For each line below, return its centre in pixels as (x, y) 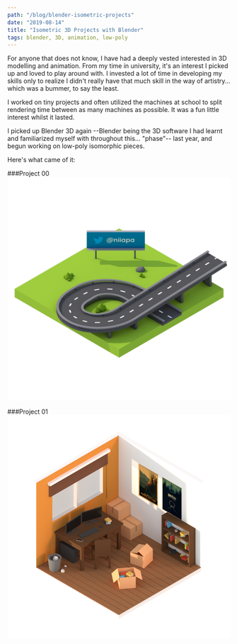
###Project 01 (28, 412)
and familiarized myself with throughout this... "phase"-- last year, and (110, 139)
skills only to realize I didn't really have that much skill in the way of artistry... (119, 81)
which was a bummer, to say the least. (63, 89)
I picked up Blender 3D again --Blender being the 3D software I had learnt (115, 131)
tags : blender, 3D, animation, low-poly (68, 38)
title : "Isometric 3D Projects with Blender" (75, 30)
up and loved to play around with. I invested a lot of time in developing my (115, 74)
